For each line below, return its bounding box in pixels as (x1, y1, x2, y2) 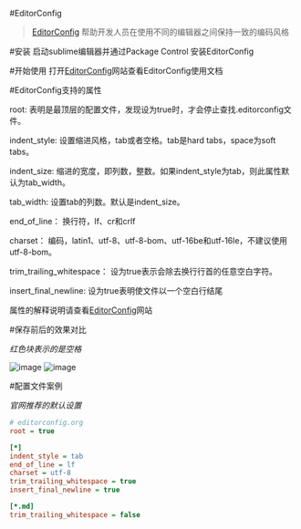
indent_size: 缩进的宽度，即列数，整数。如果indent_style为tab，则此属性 (9, 166, 282, 176)
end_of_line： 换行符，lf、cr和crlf (9, 216, 136, 226)
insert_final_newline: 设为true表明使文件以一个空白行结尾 (9, 285, 223, 296)
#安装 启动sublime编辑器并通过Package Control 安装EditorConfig (9, 46, 254, 57)
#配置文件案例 (9, 380, 63, 391)
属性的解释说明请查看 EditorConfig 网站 (9, 305, 153, 316)
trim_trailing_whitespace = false (9, 510, 141, 519)
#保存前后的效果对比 (9, 324, 87, 335)
